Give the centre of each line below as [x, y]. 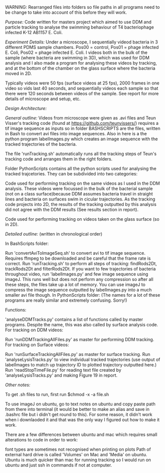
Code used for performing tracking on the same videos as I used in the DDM [82, 183]
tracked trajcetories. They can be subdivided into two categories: [71, 174]
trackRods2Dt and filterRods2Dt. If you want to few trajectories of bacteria [81, 269]
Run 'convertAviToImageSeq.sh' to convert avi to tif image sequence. [75, 253]
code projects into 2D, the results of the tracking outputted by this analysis [81, 204]
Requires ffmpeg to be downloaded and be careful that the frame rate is [78, 258]
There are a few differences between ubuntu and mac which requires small [81, 434]
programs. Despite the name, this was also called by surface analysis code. [82, 325]
